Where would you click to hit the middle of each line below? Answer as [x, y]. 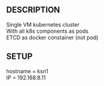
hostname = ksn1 [27, 71]
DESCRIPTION [33, 10]
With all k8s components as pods [47, 31]
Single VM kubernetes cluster [43, 24]
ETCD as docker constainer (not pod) [52, 37]
